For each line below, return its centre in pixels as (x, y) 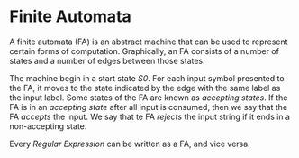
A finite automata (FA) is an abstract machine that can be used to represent (149, 42)
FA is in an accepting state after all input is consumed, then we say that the (149, 107)
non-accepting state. (48, 126)
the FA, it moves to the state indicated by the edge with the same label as (145, 88)
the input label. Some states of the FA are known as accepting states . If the (149, 98)
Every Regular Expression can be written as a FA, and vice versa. (130, 144)
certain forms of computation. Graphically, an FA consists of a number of (144, 51)
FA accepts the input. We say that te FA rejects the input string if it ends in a (150, 116)
